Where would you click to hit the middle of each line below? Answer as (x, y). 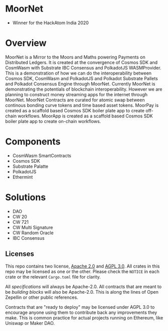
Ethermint (23, 177)
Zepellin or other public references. (42, 297)
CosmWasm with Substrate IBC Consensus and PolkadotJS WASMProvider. (83, 68)
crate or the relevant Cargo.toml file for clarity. (53, 277)
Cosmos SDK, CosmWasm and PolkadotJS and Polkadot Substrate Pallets (82, 78)
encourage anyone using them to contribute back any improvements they (81, 312)
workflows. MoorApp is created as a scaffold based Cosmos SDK (85, 116)
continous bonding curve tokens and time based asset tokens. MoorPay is (82, 105)
